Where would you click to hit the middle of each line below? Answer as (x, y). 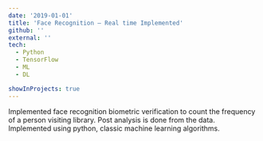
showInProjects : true (44, 89)
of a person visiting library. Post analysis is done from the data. (112, 120)
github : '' (26, 30)
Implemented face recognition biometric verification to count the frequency (132, 111)
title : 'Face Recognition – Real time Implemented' (96, 23)
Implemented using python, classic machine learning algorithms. (114, 128)
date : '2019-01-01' (41, 15)
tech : (17, 45)
